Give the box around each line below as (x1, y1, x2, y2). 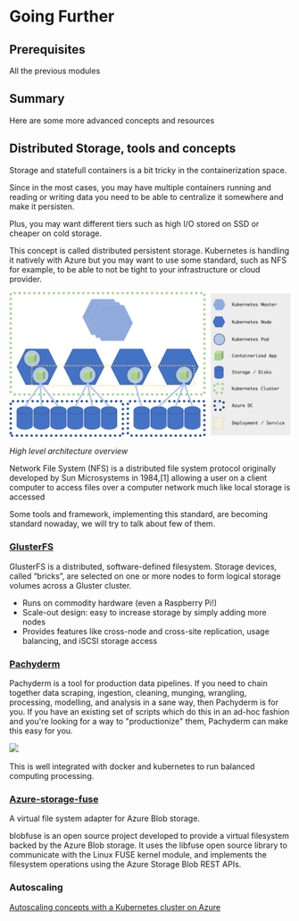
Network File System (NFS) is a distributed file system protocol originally (9, 463, 277, 474)
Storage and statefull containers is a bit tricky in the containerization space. (9, 164, 287, 175)
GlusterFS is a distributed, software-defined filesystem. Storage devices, (9, 561, 278, 572)
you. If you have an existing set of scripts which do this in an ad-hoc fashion (9, 707, 290, 717)
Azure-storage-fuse (9, 793, 99, 805)
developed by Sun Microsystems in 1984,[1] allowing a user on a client (9, 473, 268, 483)
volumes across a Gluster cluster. (9, 580, 132, 590)
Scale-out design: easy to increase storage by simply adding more (21, 607, 267, 617)
